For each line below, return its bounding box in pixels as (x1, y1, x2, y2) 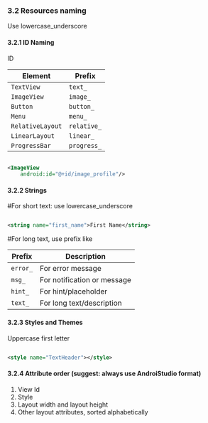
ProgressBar (11, 141, 52, 149)
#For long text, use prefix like (7, 235, 93, 243)
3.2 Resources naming (7, 6, 87, 16)
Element (22, 70, 51, 80)
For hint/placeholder (40, 287, 108, 296)
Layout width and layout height (17, 400, 109, 409)
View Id (17, 385, 40, 393)
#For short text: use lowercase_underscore (7, 202, 133, 210)
